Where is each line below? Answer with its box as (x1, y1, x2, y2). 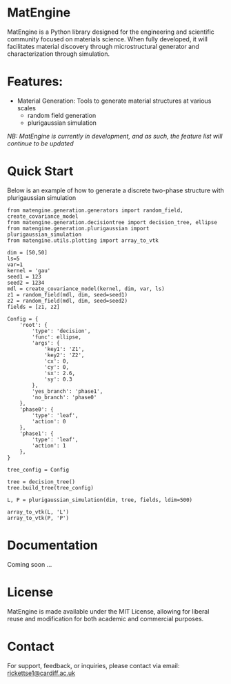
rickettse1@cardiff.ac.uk (7, 669, 76, 677)
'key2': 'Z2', (43, 352, 85, 359)
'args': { (32, 339, 60, 346)
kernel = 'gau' (7, 267, 51, 274)
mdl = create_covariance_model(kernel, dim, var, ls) (7, 285, 165, 292)
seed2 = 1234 (7, 279, 45, 286)
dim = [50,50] (7, 249, 48, 256)
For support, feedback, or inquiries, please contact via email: (7, 661, 180, 670)
